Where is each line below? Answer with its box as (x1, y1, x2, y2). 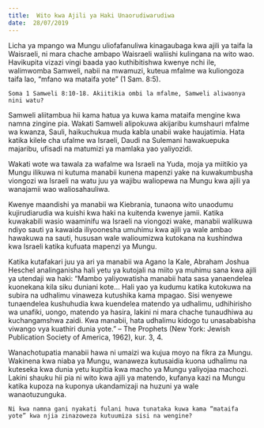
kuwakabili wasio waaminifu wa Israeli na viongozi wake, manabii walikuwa (8, 216, 253, 226)
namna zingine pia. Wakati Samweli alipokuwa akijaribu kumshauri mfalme (8, 118, 250, 128)
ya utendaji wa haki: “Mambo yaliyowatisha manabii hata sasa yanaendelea (8, 273, 253, 283)
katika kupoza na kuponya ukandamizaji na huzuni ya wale (8, 381, 199, 391)
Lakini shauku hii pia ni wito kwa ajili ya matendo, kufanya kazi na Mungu (8, 373, 246, 382)
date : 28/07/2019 (8, 19, 69, 27)
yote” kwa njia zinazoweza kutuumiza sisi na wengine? (8, 411, 193, 419)
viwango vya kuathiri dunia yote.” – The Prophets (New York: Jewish (8, 324, 231, 333)
